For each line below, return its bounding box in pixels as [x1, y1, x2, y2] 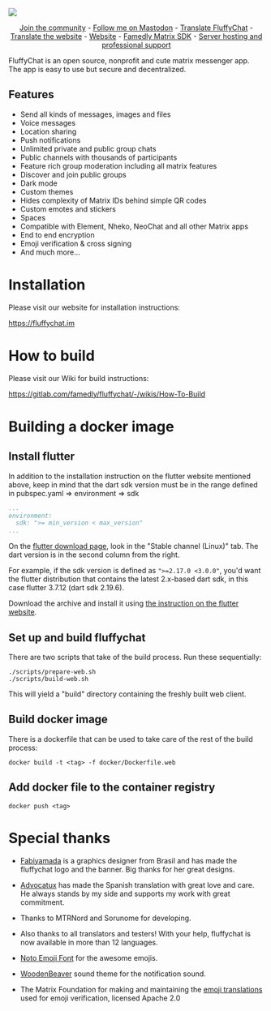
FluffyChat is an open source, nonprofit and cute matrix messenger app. [8, 56, 250, 65]
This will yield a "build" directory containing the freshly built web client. [8, 689, 247, 699]
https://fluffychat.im [8, 318, 75, 328]
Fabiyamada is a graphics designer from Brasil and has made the [19, 855, 238, 865]
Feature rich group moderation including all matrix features [19, 161, 217, 170]
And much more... [19, 247, 80, 257]
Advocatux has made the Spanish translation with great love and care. [19, 880, 255, 889]
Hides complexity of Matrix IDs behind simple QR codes [19, 195, 207, 205]
